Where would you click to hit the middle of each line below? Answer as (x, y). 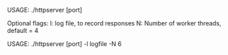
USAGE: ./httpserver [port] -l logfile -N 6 (64, 44)
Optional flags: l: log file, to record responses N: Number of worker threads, (114, 23)
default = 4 (23, 31)
